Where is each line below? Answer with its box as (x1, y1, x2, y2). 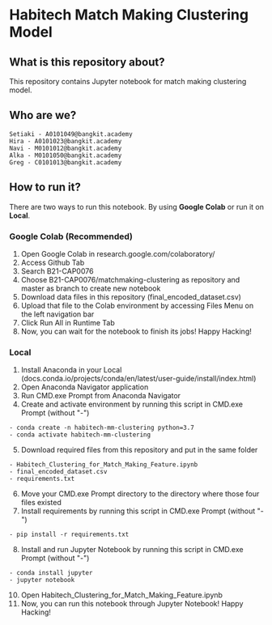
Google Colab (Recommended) (9, 231, 133, 242)
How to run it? (9, 181, 82, 194)
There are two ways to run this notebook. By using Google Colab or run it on (9, 202, 265, 211)
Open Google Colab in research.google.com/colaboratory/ (20, 249, 215, 258)
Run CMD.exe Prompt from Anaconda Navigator (20, 391, 181, 401)
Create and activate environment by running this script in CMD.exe (20, 399, 244, 410)
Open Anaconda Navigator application (20, 382, 149, 392)
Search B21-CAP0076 (20, 266, 94, 276)
